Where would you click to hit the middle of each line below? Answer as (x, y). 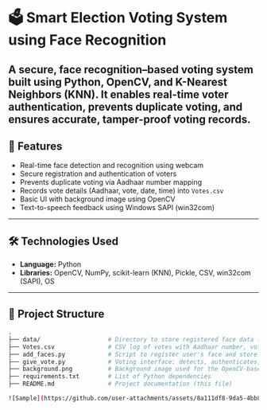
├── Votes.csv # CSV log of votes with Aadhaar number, (128, 347)
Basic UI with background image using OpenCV (97, 199)
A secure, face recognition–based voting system (131, 70)
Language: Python (50, 264)
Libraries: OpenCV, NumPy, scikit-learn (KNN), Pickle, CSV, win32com (135, 273)
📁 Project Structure (56, 314)
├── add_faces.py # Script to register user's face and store (133, 354)
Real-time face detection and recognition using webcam (112, 166)
